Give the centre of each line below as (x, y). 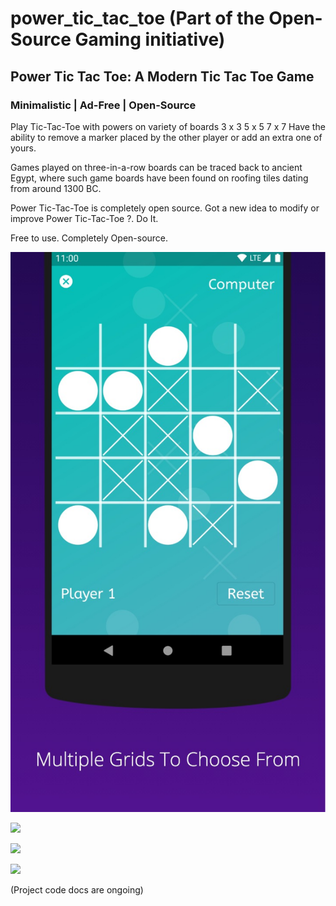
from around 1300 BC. (56, 188)
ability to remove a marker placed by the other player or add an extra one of (166, 137)
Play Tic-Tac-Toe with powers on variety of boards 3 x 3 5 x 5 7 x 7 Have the (168, 126)
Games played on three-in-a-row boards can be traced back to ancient (156, 167)
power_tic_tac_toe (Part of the (137, 18)
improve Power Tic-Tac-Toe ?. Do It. (84, 218)
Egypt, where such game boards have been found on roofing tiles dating (159, 178)
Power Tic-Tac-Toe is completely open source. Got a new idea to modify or (165, 208)
